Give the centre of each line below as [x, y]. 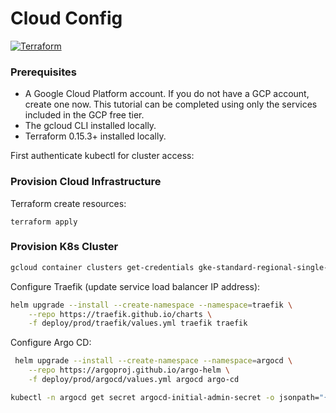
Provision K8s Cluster [64, 247]
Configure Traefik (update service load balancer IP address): [135, 286]
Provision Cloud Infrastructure [86, 182]
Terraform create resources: [68, 203]
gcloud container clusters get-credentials [102, 267]
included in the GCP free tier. [84, 115]
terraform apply [44, 222]
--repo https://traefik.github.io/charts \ [120, 314]
